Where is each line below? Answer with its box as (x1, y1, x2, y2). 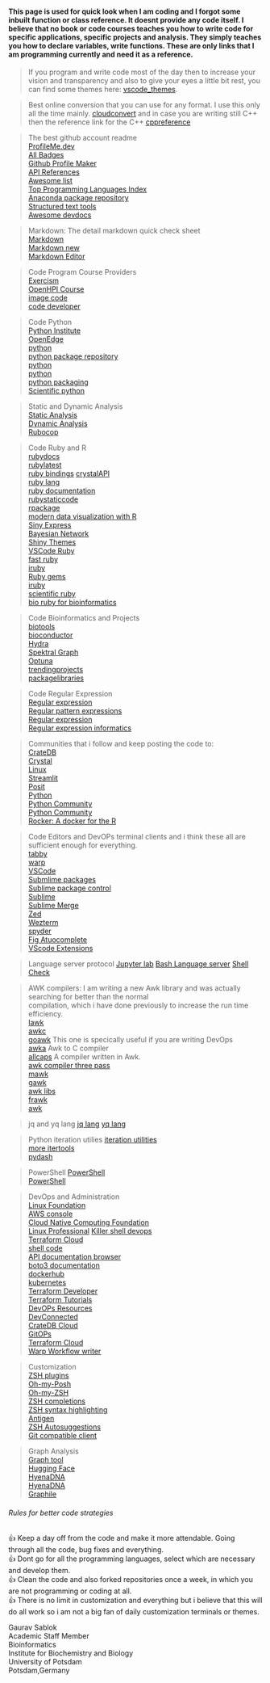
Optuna (27, 656, 54, 666)
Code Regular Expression (27, 689, 113, 699)
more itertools (27, 1143, 75, 1153)
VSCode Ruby (27, 546, 75, 556)
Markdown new (27, 243, 81, 253)
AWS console (27, 1209, 73, 1219)
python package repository (27, 351, 118, 361)
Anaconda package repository (27, 193, 129, 203)
